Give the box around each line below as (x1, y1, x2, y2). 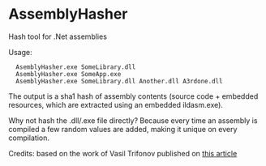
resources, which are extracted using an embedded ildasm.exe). (8, 100, 223, 109)
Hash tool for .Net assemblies (8, 32, 108, 41)
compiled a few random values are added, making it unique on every (8, 124, 238, 134)
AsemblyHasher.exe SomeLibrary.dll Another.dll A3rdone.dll (15, 77, 223, 85)
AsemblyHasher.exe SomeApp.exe (15, 70, 122, 78)
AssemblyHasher (8, 5, 128, 23)
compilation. (8, 133, 50, 143)
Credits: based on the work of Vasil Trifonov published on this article (8, 148, 238, 158)
